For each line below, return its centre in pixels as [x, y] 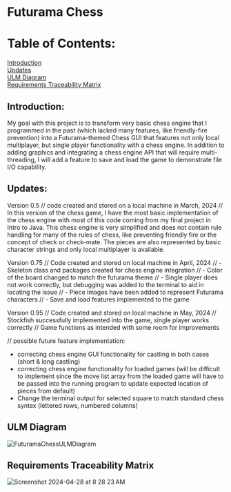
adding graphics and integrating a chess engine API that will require [103, 152]
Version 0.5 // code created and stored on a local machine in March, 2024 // [115, 205]
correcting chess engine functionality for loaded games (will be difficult [119, 368]
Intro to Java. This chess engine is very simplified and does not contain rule [114, 227]
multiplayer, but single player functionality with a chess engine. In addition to [116, 145]
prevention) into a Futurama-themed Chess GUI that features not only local [113, 137]
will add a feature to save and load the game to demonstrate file [132, 159]
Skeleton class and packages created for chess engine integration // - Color [115, 270]
